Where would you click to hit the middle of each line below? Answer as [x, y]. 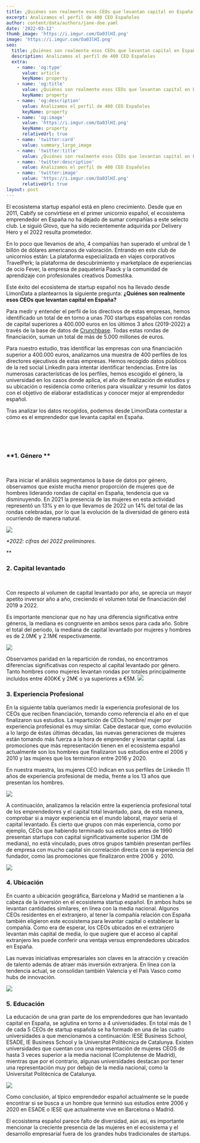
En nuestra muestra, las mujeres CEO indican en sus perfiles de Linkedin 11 [98, 769]
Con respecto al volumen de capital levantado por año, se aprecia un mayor [99, 593]
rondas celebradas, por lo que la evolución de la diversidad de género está [98, 512]
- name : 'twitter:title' [48, 151]
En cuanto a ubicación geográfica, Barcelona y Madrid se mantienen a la [95, 896]
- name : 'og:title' [41, 84]
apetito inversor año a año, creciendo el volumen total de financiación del [96, 599]
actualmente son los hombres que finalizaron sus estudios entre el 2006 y [97, 751]
